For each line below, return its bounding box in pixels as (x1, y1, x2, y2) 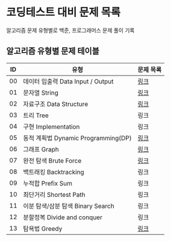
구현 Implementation (23, 122, 80, 130)
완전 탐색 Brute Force (23, 156, 82, 165)
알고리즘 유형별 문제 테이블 (6, 46, 99, 56)
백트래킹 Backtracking (23, 167, 84, 176)
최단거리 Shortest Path (23, 190, 85, 199)
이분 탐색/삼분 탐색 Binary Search (23, 202, 114, 210)
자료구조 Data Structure (23, 100, 89, 108)
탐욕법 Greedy (23, 224, 63, 233)
